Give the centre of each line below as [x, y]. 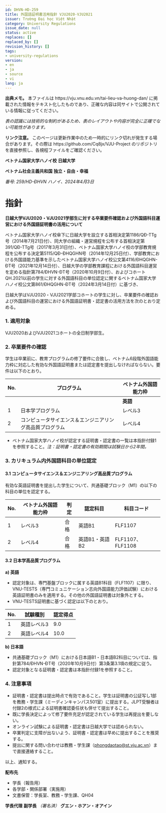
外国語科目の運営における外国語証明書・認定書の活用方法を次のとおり [85, 301]
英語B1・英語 [94, 539]
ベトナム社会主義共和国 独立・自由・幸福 [47, 171]
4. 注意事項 [18, 684]
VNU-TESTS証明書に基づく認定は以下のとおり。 [61, 601]
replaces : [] [18, 38]
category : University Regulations [41, 24]
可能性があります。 [29, 127]
